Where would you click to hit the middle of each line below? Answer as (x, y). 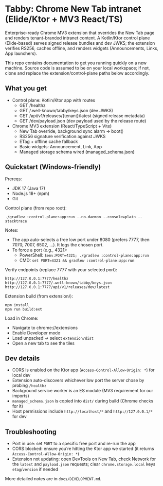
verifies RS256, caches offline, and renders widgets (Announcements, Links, (82, 48)
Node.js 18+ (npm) (31, 193)
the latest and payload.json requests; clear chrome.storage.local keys (84, 464)
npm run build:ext (24, 309)
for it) (18, 406)
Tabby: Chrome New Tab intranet (73, 9)
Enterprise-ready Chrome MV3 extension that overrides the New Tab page (80, 33)
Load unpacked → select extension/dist (53, 338)
